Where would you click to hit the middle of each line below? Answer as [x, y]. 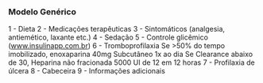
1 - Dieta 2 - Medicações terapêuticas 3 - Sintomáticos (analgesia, [116, 29]
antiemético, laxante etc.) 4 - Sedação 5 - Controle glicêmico [108, 37]
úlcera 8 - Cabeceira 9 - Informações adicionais [87, 71]
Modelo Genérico [43, 12]
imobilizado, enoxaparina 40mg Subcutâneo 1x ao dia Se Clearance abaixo [130, 55]
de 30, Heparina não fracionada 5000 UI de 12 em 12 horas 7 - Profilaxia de [132, 62]
